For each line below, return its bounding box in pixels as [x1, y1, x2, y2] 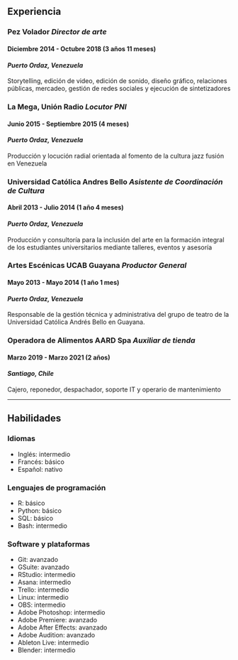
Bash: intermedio [17, 521, 67, 530]
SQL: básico [17, 514, 54, 522]
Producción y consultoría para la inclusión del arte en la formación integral [7, 235, 225, 244]
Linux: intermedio [17, 593, 69, 602]
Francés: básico [17, 458, 65, 466]
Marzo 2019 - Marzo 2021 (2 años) [7, 353, 110, 362]
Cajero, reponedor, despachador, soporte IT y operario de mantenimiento [7, 385, 222, 394]
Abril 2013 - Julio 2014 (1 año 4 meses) [7, 203, 124, 212]
